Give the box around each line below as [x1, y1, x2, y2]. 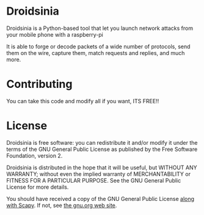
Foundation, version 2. [6, 151, 63, 159]
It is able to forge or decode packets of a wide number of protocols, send [6, 43, 191, 50]
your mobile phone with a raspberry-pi [6, 31, 104, 38]
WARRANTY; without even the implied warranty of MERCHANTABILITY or [6, 170, 191, 178]
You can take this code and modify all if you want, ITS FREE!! [6, 97, 159, 104]
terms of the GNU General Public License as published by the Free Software [6, 145, 198, 153]
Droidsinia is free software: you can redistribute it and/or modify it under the [6, 139, 198, 146]
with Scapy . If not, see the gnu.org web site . [6, 202, 117, 209]
